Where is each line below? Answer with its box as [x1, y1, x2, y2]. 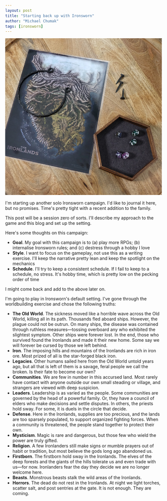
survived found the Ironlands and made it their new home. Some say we [12, 337, 160, 343]
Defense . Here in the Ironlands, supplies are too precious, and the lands [12, 411, 160, 417]
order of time [12, 277, 40, 283]
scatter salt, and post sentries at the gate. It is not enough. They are [12, 485, 152, 491]
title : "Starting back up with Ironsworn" [5, 13, 94, 18]
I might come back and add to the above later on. [5, 286, 106, 292]
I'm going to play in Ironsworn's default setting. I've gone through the [5, 296, 147, 302]
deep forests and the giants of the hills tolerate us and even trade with [12, 459, 156, 465]
